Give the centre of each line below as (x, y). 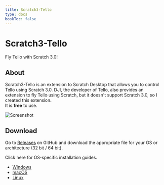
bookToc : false (21, 19)
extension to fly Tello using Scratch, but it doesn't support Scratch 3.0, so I (81, 95)
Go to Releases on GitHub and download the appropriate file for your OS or (81, 142)
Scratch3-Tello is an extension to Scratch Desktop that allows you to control (82, 85)
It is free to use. (21, 106)
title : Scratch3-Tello (28, 10)
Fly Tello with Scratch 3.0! (32, 57)
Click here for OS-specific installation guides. (51, 157)
